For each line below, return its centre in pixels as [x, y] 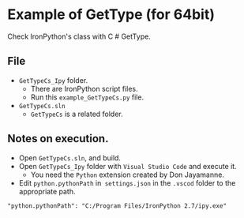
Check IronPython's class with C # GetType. [79, 36]
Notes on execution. [58, 139]
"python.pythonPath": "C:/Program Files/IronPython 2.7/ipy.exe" [117, 206]
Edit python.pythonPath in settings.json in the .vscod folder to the [127, 182]
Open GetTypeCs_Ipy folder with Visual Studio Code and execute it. [128, 166]
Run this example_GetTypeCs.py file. [87, 97]
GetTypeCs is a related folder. [77, 114]
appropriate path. [47, 191]
